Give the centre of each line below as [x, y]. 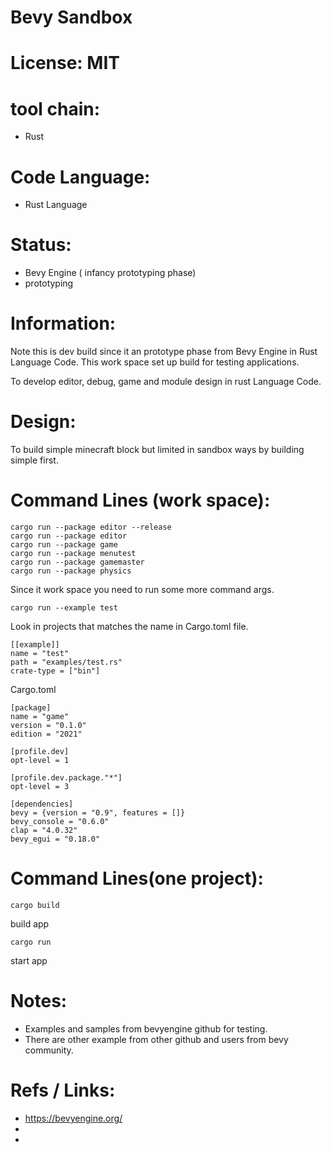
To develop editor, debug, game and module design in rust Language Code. [166, 382]
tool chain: [55, 108]
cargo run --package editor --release [91, 527]
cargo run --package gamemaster [77, 562]
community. [49, 1050]
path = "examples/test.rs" [66, 662]
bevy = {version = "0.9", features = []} [98, 813]
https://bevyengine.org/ [73, 1118]
